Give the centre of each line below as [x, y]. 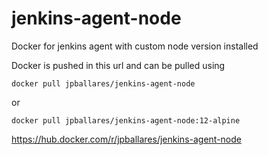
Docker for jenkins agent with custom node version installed [135, 46]
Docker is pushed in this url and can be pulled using [118, 65]
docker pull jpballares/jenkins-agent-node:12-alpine [126, 120]
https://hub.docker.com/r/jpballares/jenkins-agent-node [126, 139]
